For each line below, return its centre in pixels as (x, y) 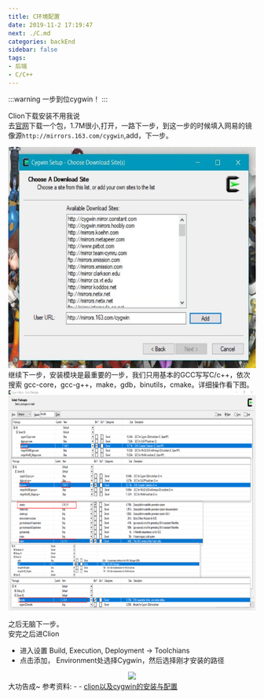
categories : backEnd (42, 42)
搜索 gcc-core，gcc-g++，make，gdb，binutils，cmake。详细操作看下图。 (131, 384)
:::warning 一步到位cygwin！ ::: (58, 99)
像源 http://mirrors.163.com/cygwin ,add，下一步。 (90, 135)
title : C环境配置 (34, 17)
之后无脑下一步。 (36, 624)
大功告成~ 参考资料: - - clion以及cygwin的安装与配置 (93, 686)
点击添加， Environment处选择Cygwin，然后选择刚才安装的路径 (122, 660)
